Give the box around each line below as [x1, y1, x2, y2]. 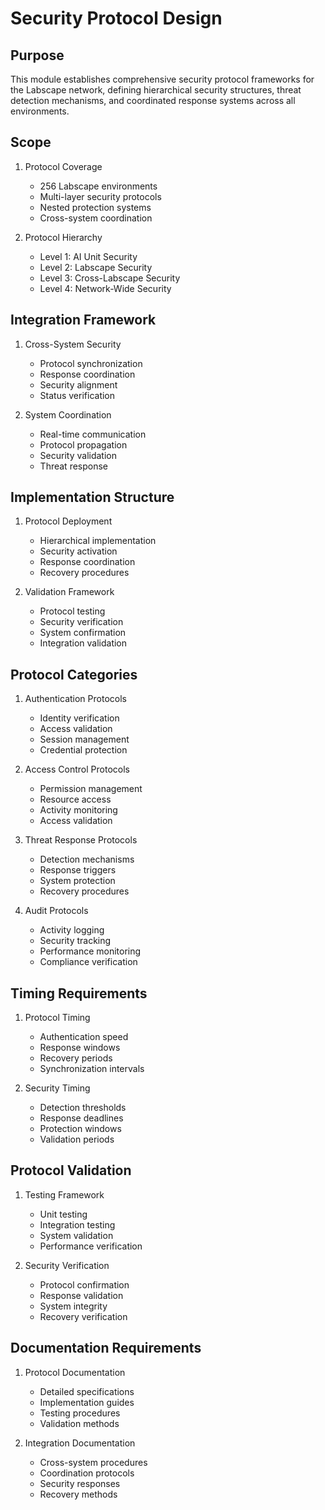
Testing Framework [24, 1188, 105, 1201]
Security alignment [39, 378, 118, 391]
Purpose [10, 47, 65, 64]
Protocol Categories [10, 666, 138, 683]
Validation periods [39, 1133, 115, 1146]
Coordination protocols [39, 1467, 135, 1479]
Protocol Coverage [24, 160, 103, 172]
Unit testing [39, 1208, 88, 1220]
